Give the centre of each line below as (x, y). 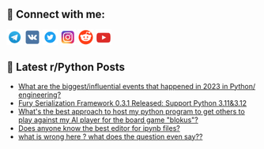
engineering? (40, 95)
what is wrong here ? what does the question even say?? (110, 136)
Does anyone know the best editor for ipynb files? (99, 128)
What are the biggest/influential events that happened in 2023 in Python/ (137, 86)
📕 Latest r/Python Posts (66, 67)
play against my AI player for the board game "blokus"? (108, 120)
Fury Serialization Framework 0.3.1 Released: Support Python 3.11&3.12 (132, 102)
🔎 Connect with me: (56, 15)
